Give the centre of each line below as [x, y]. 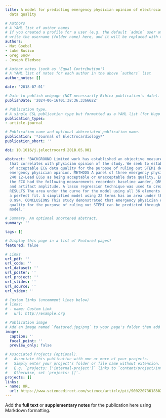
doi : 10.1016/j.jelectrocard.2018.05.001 [48, 150]
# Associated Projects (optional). [42, 354]
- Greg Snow [17, 55]
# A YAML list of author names [37, 28]
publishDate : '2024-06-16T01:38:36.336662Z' [52, 100]
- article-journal [24, 123]
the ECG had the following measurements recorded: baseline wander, [82, 182]
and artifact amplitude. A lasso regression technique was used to [81, 187]
